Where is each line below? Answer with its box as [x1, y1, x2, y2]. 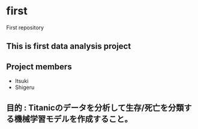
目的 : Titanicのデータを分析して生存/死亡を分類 [6, 103, 184, 113]
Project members [6, 62, 72, 72]
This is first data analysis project [6, 41, 131, 51]
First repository [6, 24, 44, 31]
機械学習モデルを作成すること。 [14, 113, 133, 124]
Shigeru [14, 84, 35, 91]
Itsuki [14, 78, 29, 85]
